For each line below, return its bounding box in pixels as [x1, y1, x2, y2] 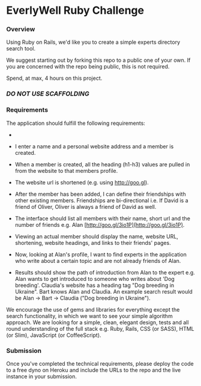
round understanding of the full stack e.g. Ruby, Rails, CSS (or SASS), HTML [6, 325, 195, 332]
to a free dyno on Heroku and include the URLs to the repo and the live [6, 367, 181, 373]
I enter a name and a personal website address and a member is [14, 142, 174, 150]
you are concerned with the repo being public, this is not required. [6, 63, 170, 70]
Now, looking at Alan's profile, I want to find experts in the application [14, 250, 187, 258]
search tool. [6, 45, 36, 52]
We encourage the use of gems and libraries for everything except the [6, 306, 180, 313]
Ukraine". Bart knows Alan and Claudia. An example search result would [14, 288, 193, 295]
